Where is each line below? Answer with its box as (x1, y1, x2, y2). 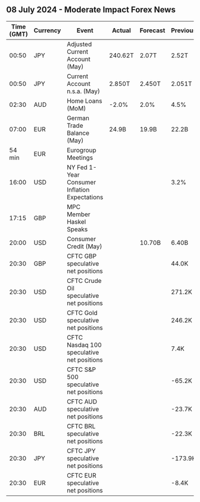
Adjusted (66, 40, 92, 48)
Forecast (139, 26, 165, 35)
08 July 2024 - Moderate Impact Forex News (6, 5, 176, 15)
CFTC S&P (66, 365, 96, 374)
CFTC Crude (66, 276, 102, 285)
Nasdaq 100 (66, 340, 102, 349)
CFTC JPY (66, 446, 96, 455)
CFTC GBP (66, 252, 97, 260)
